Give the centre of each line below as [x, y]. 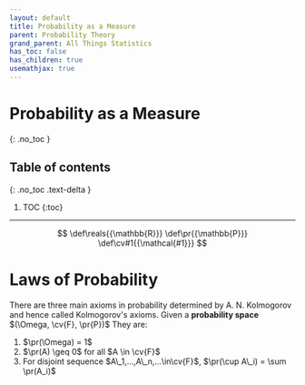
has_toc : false [38, 52]
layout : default [40, 18]
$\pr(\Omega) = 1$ [57, 341]
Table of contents [60, 168]
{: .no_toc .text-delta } [50, 189]
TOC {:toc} [43, 207]
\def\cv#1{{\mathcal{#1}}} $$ [152, 243]
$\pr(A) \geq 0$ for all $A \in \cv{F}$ [91, 351]
